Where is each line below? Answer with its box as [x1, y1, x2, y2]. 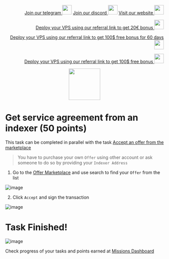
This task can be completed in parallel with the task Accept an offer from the [5, 139, 164, 145]
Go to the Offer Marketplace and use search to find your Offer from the [12, 169, 160, 176]
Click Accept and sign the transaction [12, 194, 90, 200]
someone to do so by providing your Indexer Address [17, 159, 128, 165]
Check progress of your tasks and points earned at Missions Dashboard [5, 248, 154, 254]
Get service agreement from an [5, 112, 138, 123]
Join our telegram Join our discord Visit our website [24, 10, 153, 16]
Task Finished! [5, 222, 68, 233]
